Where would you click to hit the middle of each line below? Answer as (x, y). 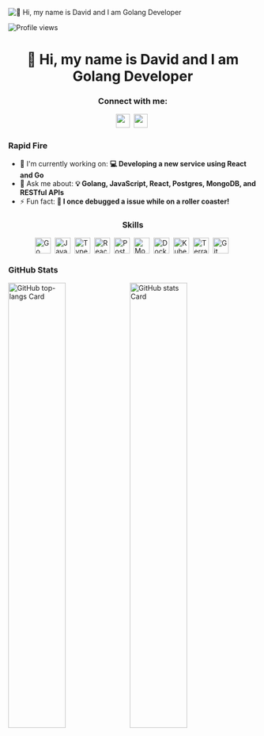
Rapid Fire (28, 146)
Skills (133, 224)
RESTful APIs (42, 192)
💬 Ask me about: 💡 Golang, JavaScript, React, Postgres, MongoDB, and (138, 183)
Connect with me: (133, 101)
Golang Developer (133, 76)
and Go (32, 175)
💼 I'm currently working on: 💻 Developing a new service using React (133, 163)
